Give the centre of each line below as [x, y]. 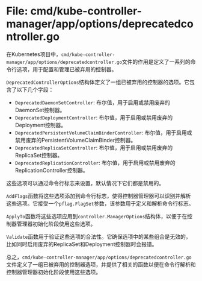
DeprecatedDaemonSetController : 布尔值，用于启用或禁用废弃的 [92, 102]
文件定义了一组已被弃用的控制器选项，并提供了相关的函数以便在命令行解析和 [101, 264]
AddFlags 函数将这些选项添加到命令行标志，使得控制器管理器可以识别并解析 [99, 196]
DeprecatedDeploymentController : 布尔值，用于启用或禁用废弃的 [94, 117]
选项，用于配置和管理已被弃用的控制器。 [67, 69]
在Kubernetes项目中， [34, 54]
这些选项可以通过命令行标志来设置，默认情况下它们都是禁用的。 [85, 183]
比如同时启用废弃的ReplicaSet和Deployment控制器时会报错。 [82, 244]
